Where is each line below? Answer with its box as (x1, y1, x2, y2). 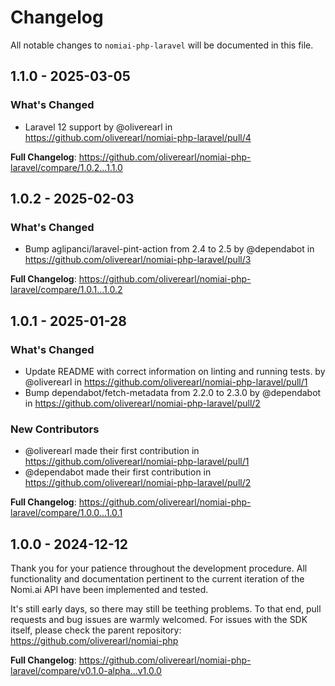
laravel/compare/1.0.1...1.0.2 (10, 284, 123, 296)
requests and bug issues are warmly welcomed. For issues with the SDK (10, 614, 308, 626)
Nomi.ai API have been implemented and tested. (10, 584, 209, 596)
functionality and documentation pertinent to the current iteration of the (10, 573, 305, 585)
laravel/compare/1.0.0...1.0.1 (10, 507, 123, 519)
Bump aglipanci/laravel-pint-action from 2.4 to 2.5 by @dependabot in (24, 243, 315, 255)
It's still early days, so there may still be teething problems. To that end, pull (10, 603, 322, 615)
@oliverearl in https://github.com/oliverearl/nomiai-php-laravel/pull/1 (24, 376, 308, 388)
